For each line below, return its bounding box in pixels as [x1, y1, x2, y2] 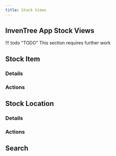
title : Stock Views [5, 7, 47, 13]
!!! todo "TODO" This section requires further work [5, 40, 111, 46]
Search [5, 144, 29, 153]
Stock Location [5, 99, 54, 108]
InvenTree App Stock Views [5, 27, 95, 35]
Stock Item [5, 55, 40, 63]
